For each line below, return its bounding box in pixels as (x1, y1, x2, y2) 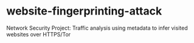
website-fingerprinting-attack (6, 4, 162, 18)
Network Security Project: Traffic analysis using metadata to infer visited (6, 24, 188, 31)
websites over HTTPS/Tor (6, 30, 71, 38)
